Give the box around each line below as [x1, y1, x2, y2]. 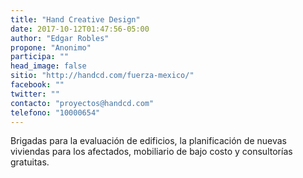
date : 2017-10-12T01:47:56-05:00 [10, 24, 150, 34]
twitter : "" [10, 89, 60, 99]
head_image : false [10, 61, 87, 71]
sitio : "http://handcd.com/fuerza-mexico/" [10, 71, 195, 81]
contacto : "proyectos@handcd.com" [10, 98, 155, 108]
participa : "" [10, 52, 70, 62]
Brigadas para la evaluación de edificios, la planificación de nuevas [10, 135, 287, 147]
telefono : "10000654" [10, 107, 101, 118]
